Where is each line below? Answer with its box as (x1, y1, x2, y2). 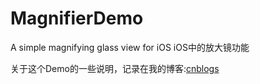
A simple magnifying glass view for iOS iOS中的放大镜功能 (10, 41, 250, 53)
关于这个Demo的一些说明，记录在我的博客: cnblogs (10, 62, 220, 74)
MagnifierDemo (10, 7, 144, 30)
